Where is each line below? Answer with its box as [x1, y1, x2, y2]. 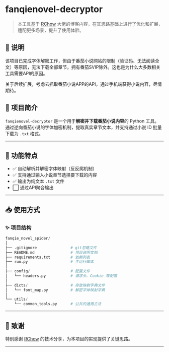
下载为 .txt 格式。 [5, 130, 44, 137]
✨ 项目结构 [5, 224, 32, 231]
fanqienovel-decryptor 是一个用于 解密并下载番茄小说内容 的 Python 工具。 [5, 118, 159, 124]
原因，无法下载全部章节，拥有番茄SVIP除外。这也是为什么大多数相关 [18, 64, 161, 70]
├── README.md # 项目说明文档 [5, 250, 98, 255]
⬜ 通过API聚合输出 [12, 185, 54, 191]
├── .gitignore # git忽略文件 [5, 245, 97, 250]
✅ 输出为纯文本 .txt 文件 [12, 178, 65, 185]
